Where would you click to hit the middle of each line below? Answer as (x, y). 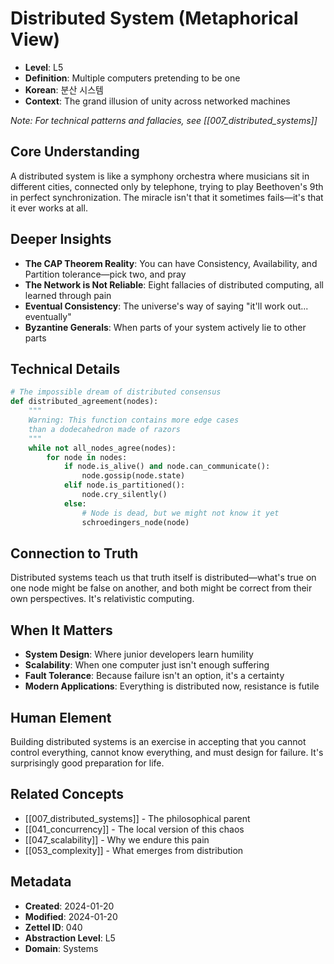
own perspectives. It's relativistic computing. (102, 599)
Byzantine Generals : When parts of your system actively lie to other (165, 327)
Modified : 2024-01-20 (71, 916)
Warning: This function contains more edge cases (134, 420)
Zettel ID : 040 (53, 927)
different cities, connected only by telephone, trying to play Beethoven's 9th (167, 186)
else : (75, 503)
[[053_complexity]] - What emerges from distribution (134, 850)
